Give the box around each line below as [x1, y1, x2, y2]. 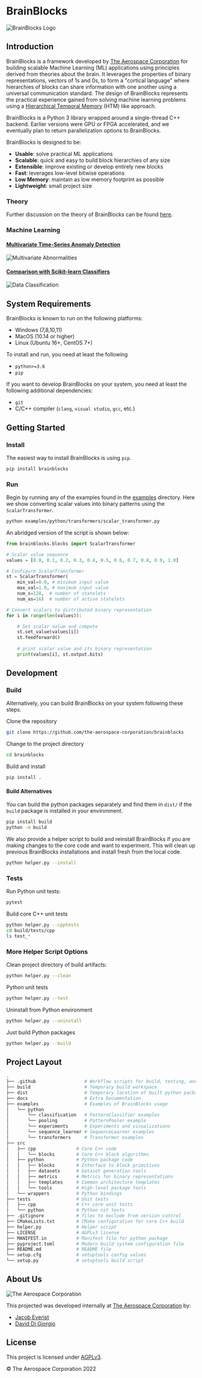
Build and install [6, 763, 46, 770]
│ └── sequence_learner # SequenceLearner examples [6, 1129, 155, 1135]
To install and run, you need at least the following [6, 351, 128, 358]
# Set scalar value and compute [17, 623, 98, 630]
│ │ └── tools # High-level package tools [6, 1185, 147, 1191]
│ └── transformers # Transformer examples [6, 1134, 144, 1140]
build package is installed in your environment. [6, 807, 123, 815]
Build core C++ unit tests [6, 910, 68, 917]
